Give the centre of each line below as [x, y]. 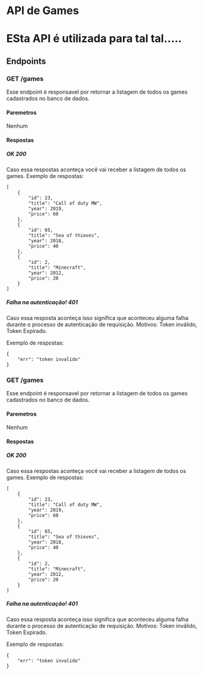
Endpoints [26, 61]
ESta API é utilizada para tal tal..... [94, 39]
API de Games [43, 11]
